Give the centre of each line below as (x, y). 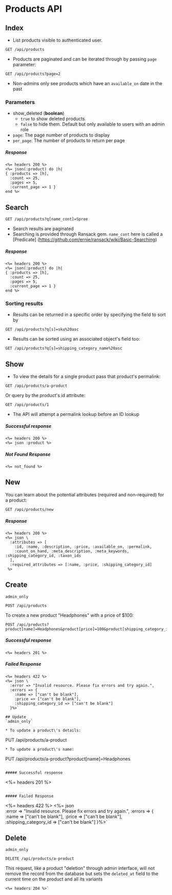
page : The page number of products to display (61, 135)
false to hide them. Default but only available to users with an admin (92, 124)
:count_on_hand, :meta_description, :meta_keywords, (72, 551)
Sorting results (24, 303)
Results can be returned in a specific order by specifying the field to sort (89, 315)
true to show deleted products (53, 119)
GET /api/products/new (29, 509)
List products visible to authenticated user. (58, 40)
